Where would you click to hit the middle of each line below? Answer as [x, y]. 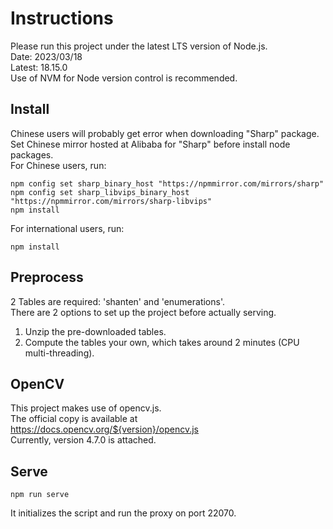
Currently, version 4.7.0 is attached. [83, 440]
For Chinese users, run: [58, 165]
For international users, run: [67, 228]
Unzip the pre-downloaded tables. [95, 331]
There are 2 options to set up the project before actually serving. [143, 312]
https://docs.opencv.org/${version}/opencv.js [105, 429]
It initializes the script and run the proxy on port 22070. [123, 513]
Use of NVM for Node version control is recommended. [124, 78]
